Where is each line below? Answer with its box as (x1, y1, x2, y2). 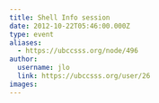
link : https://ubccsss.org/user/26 (17, 72, 151, 81)
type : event (9, 30, 54, 39)
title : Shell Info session (9, 13, 110, 22)
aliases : (9, 38, 42, 47)
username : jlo (17, 64, 70, 73)
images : (9, 80, 39, 89)
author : (9, 55, 39, 64)
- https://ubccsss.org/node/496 (17, 47, 139, 56)
